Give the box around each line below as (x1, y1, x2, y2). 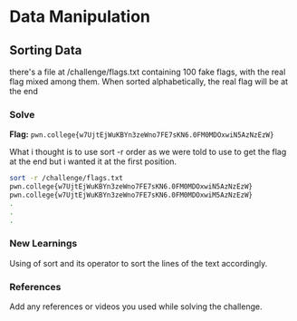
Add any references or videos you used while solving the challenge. (9, 301, 263, 312)
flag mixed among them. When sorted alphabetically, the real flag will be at (9, 76, 288, 87)
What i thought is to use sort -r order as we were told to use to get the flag (9, 147, 287, 158)
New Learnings (9, 238, 78, 250)
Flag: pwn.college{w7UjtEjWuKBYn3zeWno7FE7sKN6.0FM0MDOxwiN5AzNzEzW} (9, 129, 274, 140)
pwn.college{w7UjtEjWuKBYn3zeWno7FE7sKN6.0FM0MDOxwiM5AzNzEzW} (9, 190, 254, 200)
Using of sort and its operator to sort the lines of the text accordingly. (9, 258, 268, 268)
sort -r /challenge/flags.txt (9, 174, 124, 183)
